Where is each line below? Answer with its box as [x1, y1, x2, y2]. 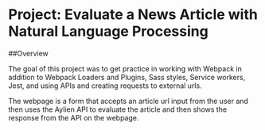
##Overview [8, 48, 49, 58]
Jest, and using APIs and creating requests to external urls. [8, 81, 202, 90]
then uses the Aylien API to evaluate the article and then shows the [8, 105, 228, 114]
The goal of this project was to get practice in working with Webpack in [8, 63, 243, 73]
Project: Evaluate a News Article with [8, 6, 259, 24]
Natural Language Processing [8, 22, 208, 40]
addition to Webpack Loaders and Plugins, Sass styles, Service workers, [8, 72, 246, 82]
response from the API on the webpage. [8, 113, 139, 122]
